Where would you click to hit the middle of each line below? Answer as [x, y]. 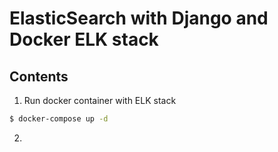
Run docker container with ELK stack [100, 100]
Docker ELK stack [84, 39]
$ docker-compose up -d [59, 119]
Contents [39, 76]
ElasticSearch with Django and [139, 18]
